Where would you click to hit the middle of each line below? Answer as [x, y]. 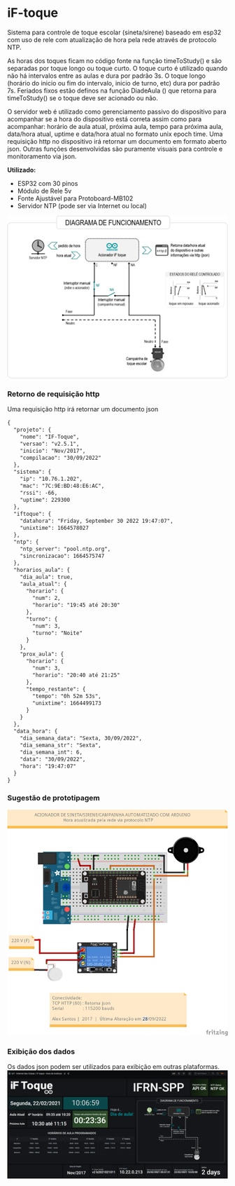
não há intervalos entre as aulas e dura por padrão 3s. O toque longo [107, 76]
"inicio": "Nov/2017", [53, 451]
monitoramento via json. [42, 156]
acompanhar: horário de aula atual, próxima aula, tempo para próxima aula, [115, 126]
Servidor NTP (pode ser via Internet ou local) [82, 205]
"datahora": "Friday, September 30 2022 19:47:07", [97, 521]
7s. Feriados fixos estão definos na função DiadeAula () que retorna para [112, 90]
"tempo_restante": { [56, 689]
